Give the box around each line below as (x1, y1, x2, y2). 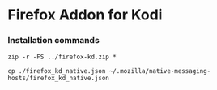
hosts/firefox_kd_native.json (7, 75, 110, 83)
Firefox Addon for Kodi (7, 6, 163, 24)
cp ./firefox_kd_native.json (7, 67, 106, 75)
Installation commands (7, 35, 100, 46)
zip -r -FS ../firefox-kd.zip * (7, 53, 117, 62)
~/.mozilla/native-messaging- (108, 67, 211, 75)
